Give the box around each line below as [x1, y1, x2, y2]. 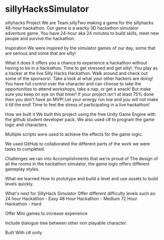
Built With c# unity [5, 229, 43, 235]
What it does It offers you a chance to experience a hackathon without [5, 60, 147, 66]
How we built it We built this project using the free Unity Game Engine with [5, 111, 156, 117]
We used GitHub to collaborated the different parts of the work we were [5, 140, 150, 146]
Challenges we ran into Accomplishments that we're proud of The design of [5, 155, 158, 161]
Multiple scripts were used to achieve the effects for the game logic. [5, 131, 143, 137]
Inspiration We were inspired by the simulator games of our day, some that [5, 45, 156, 51]
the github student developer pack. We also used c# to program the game [5, 116, 155, 122]
